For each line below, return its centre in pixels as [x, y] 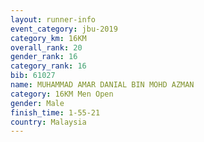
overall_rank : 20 [46, 47]
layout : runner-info [53, 19]
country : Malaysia [48, 122]
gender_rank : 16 [44, 57]
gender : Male [37, 103]
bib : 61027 [33, 76]
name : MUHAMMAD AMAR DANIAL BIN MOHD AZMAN [102, 85]
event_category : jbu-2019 [64, 29]
